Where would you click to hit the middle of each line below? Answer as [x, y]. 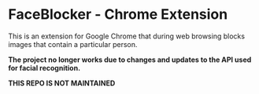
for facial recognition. [44, 67]
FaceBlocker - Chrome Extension [118, 14]
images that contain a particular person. [73, 44]
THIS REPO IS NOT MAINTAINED [62, 83]
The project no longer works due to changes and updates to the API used [130, 60]
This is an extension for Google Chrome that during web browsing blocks [127, 36]
